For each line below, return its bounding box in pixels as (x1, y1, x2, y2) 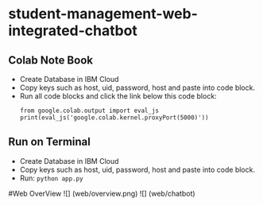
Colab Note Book (8, 53, 94, 67)
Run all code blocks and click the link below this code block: (19, 91, 217, 100)
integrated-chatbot (8, 21, 137, 40)
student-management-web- (8, 5, 199, 23)
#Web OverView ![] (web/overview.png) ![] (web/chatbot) (8, 189, 196, 198)
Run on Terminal (8, 135, 91, 149)
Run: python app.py (19, 173, 83, 183)
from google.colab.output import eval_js (19, 107, 159, 115)
